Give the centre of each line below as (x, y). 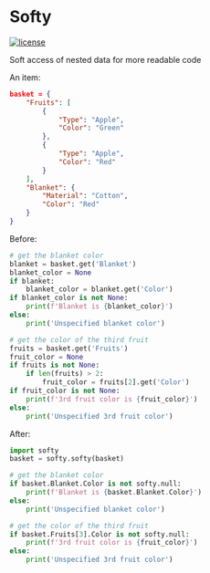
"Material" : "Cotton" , (85, 196)
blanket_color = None (51, 272)
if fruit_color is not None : (65, 391)
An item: (25, 77)
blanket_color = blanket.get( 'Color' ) (100, 289)
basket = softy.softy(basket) (67, 459)
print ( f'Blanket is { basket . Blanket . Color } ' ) (114, 493)
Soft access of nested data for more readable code (105, 59)
